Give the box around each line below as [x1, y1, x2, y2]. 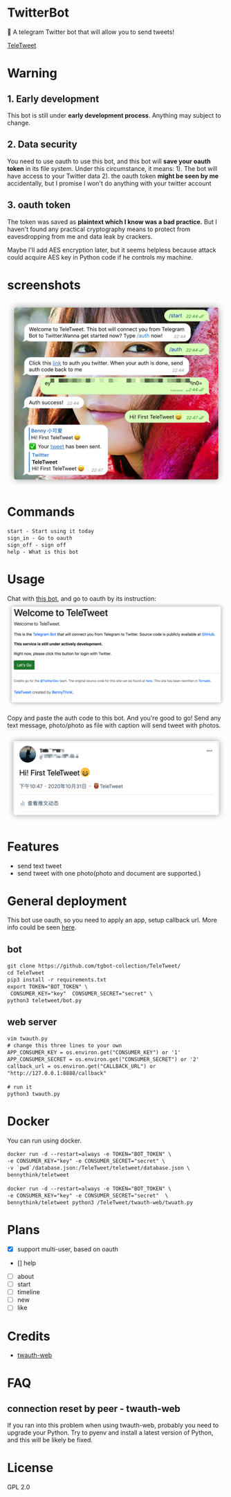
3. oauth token [7, 199, 71, 211]
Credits [7, 1328, 50, 1344]
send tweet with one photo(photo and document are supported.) [17, 869, 201, 877]
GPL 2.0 [7, 1483, 30, 1491]
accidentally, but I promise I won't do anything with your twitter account [7, 179, 212, 188]
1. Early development [7, 93, 100, 105]
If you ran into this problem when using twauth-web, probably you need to [7, 1421, 219, 1430]
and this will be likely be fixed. [7, 1436, 93, 1444]
